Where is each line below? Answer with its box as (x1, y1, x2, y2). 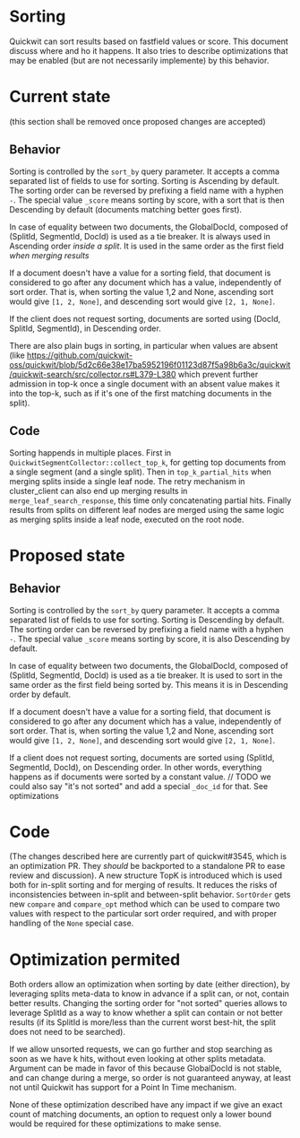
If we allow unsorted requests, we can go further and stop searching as (9, 1044, 273, 1055)
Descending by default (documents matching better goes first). (9, 204, 243, 214)
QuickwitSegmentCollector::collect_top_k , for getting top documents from (9, 456, 287, 467)
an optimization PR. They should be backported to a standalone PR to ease (9, 861, 286, 872)
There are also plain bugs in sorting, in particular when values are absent (9, 340, 279, 351)
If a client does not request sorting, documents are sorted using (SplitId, (9, 751, 275, 763)
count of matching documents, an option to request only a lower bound (9, 1109, 272, 1120)
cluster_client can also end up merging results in (9, 485, 188, 496)
